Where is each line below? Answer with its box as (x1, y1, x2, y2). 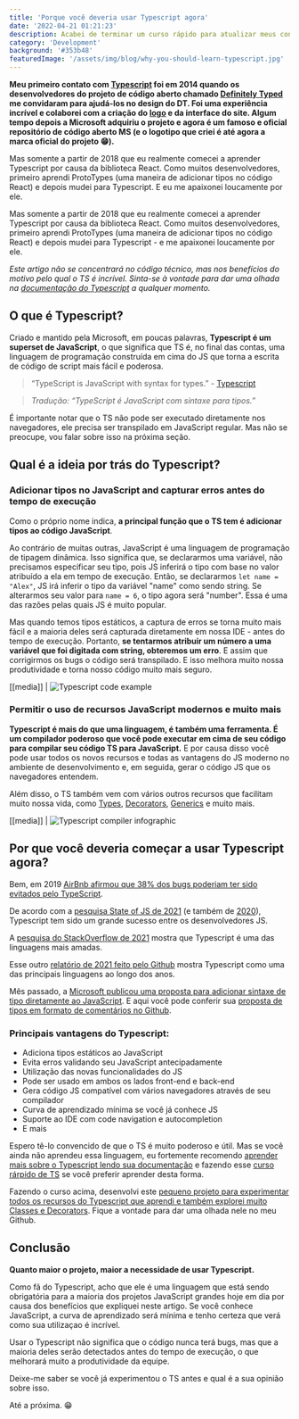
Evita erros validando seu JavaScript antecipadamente (21, 1057, 222, 1067)
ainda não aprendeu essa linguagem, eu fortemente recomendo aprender (9, 1149, 279, 1160)
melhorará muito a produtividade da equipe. (9, 1356, 170, 1366)
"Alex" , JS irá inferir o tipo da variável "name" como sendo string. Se (9, 580, 263, 591)
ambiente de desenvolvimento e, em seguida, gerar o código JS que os (9, 761, 271, 772)
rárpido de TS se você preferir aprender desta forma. (9, 1168, 205, 1179)
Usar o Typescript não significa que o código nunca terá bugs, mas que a (9, 1336, 279, 1348)
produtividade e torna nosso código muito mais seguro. (9, 664, 213, 675)
